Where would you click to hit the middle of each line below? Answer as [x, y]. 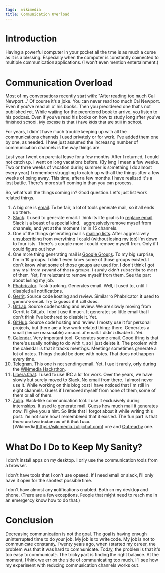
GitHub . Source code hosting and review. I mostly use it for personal [82, 322]
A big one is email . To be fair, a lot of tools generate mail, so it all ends [83, 208]
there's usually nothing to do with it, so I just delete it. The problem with [85, 343]
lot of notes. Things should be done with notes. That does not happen [83, 354]
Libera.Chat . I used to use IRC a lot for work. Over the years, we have [82, 375]
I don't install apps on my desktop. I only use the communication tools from [82, 460]
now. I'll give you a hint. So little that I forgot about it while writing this [83, 411]
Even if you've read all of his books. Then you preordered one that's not [78, 107]
